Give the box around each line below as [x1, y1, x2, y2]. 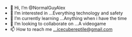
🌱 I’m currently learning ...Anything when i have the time [10, 15, 127, 21]
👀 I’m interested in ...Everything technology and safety [10, 10, 123, 16]
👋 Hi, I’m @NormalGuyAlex [10, 5, 66, 10]
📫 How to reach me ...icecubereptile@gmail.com [10, 26, 113, 32]
